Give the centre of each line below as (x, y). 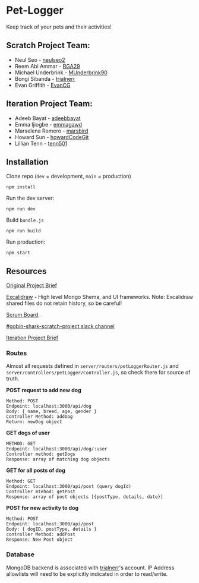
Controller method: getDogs (41, 454)
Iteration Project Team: (50, 104)
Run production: (26, 242)
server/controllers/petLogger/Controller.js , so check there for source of (98, 373)
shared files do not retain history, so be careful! (64, 303)
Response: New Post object (40, 540)
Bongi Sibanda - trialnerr (45, 78)
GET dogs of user (28, 433)
